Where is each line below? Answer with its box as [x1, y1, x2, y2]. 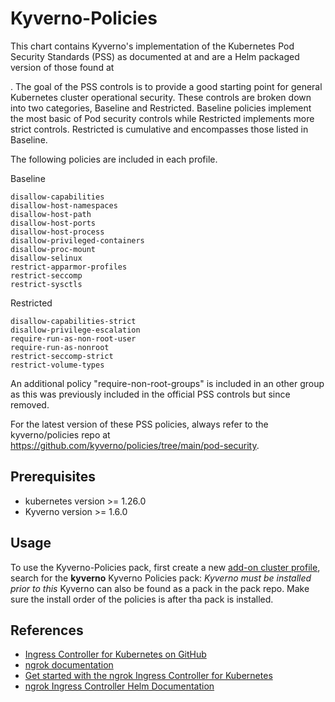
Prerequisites [10, 468, 96, 486]
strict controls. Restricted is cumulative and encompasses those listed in [10, 123, 309, 135]
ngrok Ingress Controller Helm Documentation [24, 680, 215, 692]
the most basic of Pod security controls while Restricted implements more [10, 112, 315, 124]
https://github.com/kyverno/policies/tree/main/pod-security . [10, 439, 260, 451]
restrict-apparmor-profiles [10, 262, 128, 272]
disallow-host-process [10, 227, 105, 237]
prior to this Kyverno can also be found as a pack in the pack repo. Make [10, 582, 310, 594]
